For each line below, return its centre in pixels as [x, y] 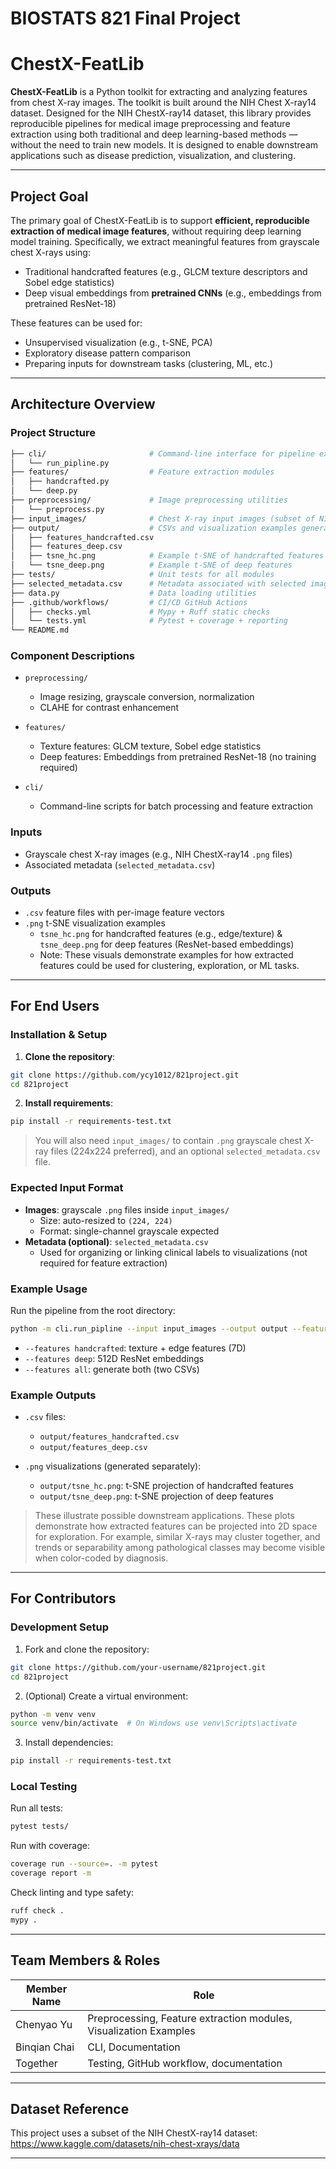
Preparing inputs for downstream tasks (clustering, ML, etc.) [148, 363]
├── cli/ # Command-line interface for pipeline [162, 453]
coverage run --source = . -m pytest [84, 1864]
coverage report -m [51, 1873]
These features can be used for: [76, 323]
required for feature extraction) [103, 1263]
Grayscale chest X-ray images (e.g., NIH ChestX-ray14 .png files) [158, 854]
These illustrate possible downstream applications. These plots [164, 1516]
